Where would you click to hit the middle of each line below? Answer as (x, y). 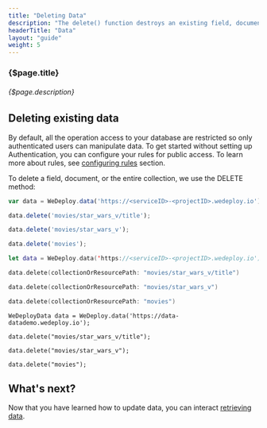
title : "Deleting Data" (48, 15)
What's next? (42, 389)
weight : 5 (25, 45)
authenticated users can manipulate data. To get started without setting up (130, 146)
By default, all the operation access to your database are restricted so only (130, 137)
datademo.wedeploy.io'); (49, 322)
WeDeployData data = (43, 316)
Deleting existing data (64, 119)
